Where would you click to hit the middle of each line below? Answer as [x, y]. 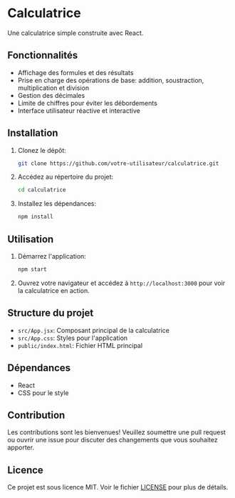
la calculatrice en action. [54, 290]
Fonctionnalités [43, 55]
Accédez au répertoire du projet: [66, 177]
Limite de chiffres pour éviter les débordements [88, 103]
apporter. [21, 447]
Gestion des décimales [51, 95]
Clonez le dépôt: [42, 150]
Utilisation [31, 239]
